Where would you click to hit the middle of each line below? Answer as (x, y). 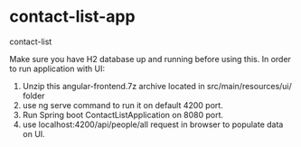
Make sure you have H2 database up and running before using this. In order (150, 59)
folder (33, 96)
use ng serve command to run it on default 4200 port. (122, 105)
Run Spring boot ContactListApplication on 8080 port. (123, 115)
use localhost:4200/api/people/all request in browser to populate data (153, 124)
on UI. (33, 133)
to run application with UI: (57, 69)
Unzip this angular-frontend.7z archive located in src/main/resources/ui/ (157, 86)
